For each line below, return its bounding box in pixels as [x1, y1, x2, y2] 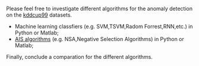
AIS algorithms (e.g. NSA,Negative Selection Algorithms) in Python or [14, 36, 184, 42]
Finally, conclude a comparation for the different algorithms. [6, 54, 153, 60]
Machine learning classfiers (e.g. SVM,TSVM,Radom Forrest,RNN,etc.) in [14, 23, 193, 30]
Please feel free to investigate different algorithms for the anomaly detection [6, 5, 193, 12]
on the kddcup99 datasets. [6, 11, 72, 18]
